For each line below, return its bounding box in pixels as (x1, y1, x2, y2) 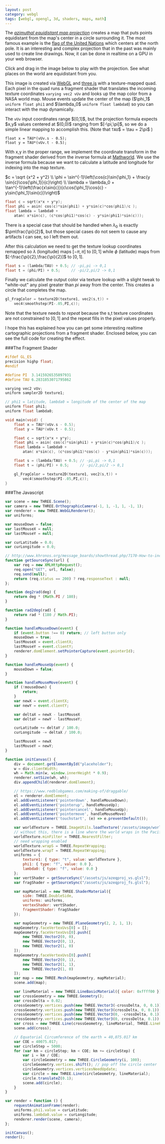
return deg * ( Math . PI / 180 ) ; (14, 594, 78, 599)
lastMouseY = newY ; (14, 744, 54, 749)
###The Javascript (5, 490, 44, 495)
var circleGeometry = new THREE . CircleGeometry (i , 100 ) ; (23, 1057, 141, 1063)
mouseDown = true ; (14, 635, 52, 640)
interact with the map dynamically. (5, 106, 75, 112)
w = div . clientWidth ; (14, 766, 58, 771)
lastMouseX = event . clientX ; (14, 640, 74, 645)
